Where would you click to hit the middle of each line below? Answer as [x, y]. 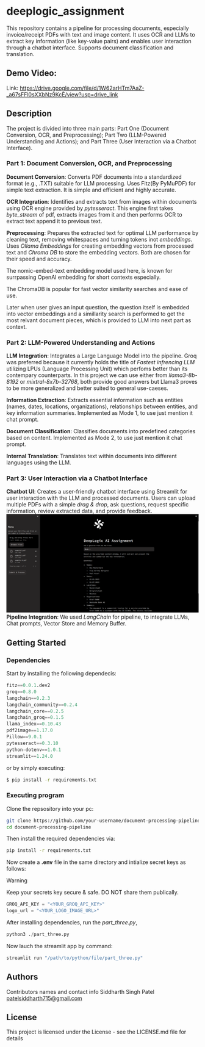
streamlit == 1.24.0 [30, 756]
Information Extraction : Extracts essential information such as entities [95, 400]
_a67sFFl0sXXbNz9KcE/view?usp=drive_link [62, 94]
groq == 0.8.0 [21, 692]
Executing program [35, 796]
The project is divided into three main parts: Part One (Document [88, 128]
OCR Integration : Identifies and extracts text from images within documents [102, 201]
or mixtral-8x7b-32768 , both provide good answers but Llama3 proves [109, 382]
